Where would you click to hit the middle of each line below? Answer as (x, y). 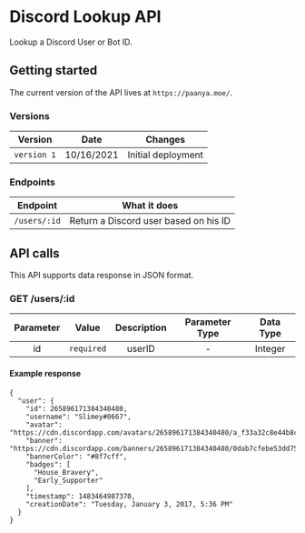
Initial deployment (166, 155)
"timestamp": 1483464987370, (81, 496)
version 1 (35, 155)
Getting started (54, 70)
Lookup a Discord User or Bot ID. (71, 42)
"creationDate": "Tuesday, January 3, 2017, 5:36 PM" (129, 504)
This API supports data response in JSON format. (102, 276)
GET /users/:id (42, 299)
